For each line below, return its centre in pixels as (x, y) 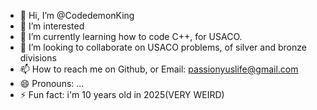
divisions (38, 58)
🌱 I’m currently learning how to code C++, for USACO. (131, 36)
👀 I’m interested (52, 26)
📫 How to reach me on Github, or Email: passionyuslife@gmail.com (159, 69)
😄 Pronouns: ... (52, 83)
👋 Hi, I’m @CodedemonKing (77, 15)
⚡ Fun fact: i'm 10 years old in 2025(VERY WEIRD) (122, 94)
